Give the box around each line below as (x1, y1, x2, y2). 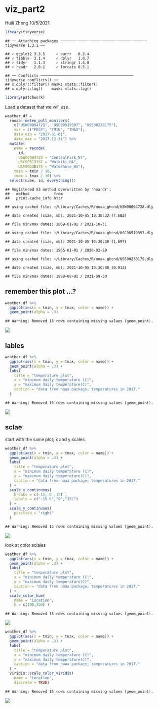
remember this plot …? (5, 287, 77, 296)
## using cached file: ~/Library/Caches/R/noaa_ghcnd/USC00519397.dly (5, 230, 154, 235)
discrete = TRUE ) (14, 680, 50, 685)
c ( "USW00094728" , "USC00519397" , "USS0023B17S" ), (14, 123, 118, 128)
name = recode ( (14, 145, 45, 151)
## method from (5, 191, 63, 196)
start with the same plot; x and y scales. (5, 436, 86, 442)
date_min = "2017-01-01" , (14, 132, 68, 137)
